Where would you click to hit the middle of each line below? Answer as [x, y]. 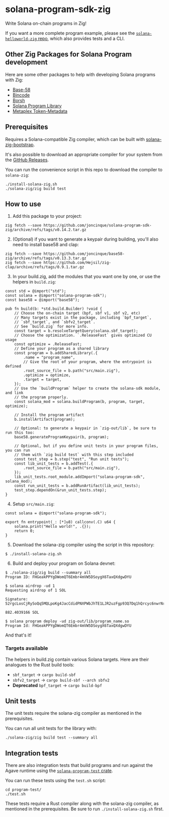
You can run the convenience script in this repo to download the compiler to [84, 169]
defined [13, 367]
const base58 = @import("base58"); [43, 300]
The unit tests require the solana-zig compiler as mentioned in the [73, 713]
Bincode [21, 95]
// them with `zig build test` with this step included [74, 455]
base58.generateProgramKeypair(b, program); [62, 437]
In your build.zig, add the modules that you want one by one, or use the [87, 277]
